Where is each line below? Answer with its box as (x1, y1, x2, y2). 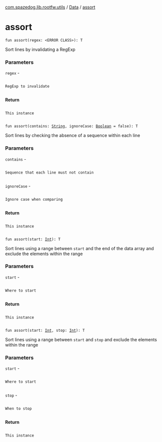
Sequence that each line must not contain (5, 170, 94, 175)
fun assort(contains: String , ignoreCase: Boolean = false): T (5, 124, 138, 129)
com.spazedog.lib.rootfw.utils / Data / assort (5, 4, 95, 10)
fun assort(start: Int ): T (5, 237, 61, 242)
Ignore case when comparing (5, 197, 63, 202)
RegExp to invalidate (5, 84, 50, 89)
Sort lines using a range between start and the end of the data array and (5, 245, 154, 251)
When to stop (5, 406, 32, 411)
